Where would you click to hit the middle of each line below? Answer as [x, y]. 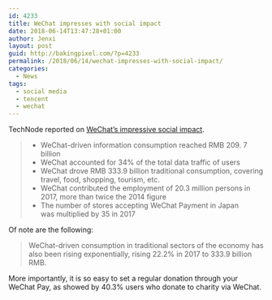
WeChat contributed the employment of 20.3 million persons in [145, 188]
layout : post [30, 46]
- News [27, 76]
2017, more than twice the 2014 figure [103, 197]
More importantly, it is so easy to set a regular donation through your [123, 279]
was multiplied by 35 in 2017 [88, 214]
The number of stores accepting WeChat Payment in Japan [140, 206]
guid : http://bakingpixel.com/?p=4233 [74, 54]
